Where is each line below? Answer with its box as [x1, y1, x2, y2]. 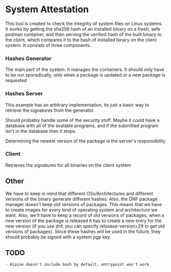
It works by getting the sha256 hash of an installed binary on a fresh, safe [5, 26, 161, 32]
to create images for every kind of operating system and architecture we [5, 207, 158, 213]
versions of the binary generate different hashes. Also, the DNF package [5, 195, 158, 202]
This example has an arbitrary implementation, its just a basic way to [5, 102, 150, 108]
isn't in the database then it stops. [5, 128, 77, 134]
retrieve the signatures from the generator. [5, 107, 95, 113]
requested [5, 78, 27, 84]
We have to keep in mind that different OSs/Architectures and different [5, 190, 153, 196]
